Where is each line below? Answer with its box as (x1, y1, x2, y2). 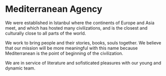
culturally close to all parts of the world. (5, 30, 86, 36)
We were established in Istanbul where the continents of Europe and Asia (5, 20, 155, 26)
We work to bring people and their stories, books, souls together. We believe (5, 39, 162, 45)
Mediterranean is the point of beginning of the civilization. (5, 50, 123, 56)
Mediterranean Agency (5, 3, 103, 15)
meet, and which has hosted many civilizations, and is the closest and (5, 25, 148, 31)
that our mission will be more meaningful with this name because (5, 45, 138, 51)
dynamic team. (5, 65, 36, 71)
